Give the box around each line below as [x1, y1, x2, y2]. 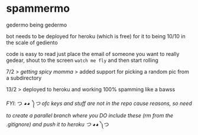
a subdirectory [6, 74, 42, 81]
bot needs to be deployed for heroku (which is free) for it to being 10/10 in [6, 32, 186, 39]
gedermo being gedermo [6, 21, 67, 28]
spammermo [6, 2, 70, 15]
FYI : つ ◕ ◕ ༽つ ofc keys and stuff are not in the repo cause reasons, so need [6, 100, 192, 107]
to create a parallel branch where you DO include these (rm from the [6, 111, 173, 119]
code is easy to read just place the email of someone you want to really [6, 50, 180, 57]
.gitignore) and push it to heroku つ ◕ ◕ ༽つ [6, 120, 109, 128]
